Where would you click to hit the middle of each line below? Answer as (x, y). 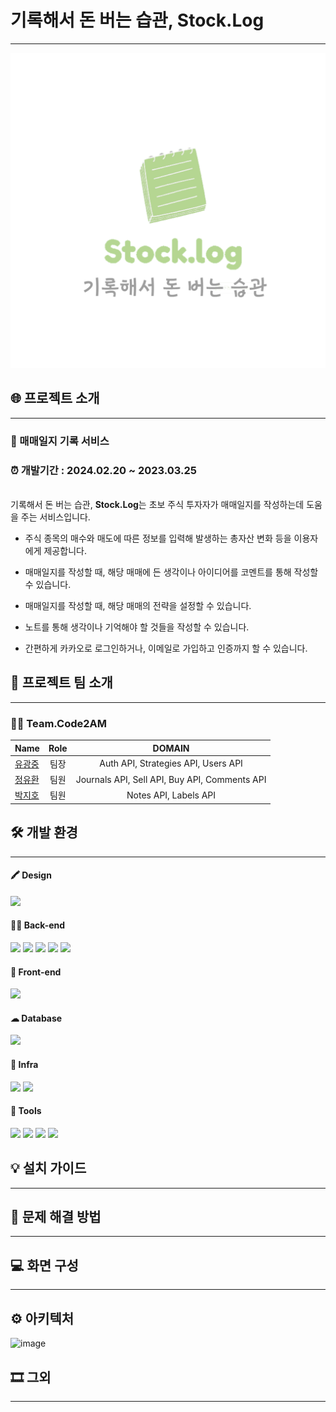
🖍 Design (31, 875)
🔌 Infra (24, 1065)
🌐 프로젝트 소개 (55, 398)
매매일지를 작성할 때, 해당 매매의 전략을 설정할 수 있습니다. (138, 605)
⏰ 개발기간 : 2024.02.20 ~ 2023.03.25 (103, 470)
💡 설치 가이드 (48, 1168)
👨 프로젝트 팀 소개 (61, 682)
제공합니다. (65, 550)
